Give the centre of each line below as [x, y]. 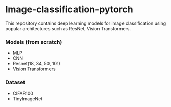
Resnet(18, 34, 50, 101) [36, 64]
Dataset [15, 82]
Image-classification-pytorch [69, 9]
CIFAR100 [23, 93]
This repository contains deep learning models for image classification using [86, 23]
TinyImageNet [28, 99]
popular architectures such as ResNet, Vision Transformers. [68, 28]
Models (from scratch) [34, 42]
